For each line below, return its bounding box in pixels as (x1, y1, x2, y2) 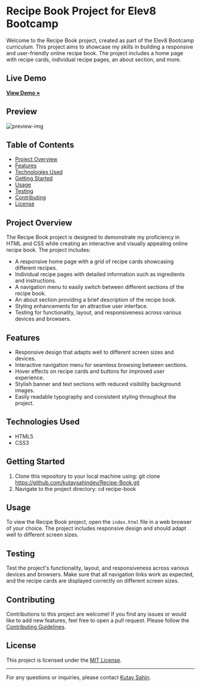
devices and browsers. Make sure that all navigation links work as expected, (6, 571, 194, 578)
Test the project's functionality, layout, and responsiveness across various (6, 565, 190, 572)
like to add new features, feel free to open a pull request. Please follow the (6, 617, 190, 624)
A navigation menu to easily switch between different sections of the (14, 284, 184, 291)
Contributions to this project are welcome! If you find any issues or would (6, 610, 187, 618)
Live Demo (6, 73, 47, 83)
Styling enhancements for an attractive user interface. (14, 303, 148, 310)
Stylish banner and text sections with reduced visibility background (14, 381, 181, 387)
